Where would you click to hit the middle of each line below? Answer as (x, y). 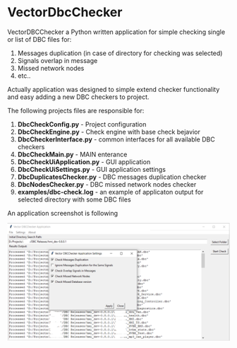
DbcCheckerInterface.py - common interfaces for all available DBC (116, 139)
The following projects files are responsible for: (76, 110)
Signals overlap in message (57, 60)
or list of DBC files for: (39, 39)
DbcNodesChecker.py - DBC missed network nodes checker (107, 184)
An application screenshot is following (63, 213)
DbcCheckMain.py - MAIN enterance (72, 154)
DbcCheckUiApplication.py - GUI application (84, 162)
